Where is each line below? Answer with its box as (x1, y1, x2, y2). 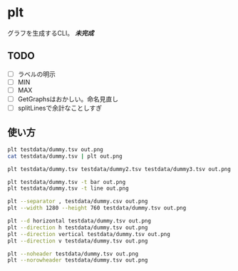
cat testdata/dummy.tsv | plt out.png (7, 153, 123, 160)
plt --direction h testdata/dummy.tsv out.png (7, 224, 148, 231)
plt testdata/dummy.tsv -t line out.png (7, 185, 130, 193)
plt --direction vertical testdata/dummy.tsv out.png (7, 230, 171, 237)
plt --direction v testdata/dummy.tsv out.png (7, 237, 148, 245)
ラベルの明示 (17, 69, 56, 78)
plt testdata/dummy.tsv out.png (7, 145, 103, 153)
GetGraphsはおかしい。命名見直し (17, 94, 119, 103)
